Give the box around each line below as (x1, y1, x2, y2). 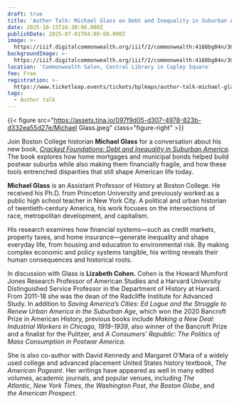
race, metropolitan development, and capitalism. (7, 211, 149, 220)
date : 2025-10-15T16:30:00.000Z (7, 23, 103, 31)
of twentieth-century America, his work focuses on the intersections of (7, 204, 216, 212)
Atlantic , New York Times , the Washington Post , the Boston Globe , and (7, 381, 215, 390)
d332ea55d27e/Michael (7, 124, 78, 132)
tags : (7, 90, 23, 97)
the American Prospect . (7, 389, 77, 397)
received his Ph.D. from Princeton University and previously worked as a (7, 189, 220, 197)
